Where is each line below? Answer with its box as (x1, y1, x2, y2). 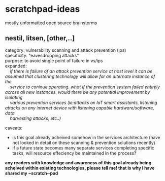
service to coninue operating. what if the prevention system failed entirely (9, 84, 160, 90)
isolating (5, 94, 23, 100)
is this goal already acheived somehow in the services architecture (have (12, 134, 161, 140)
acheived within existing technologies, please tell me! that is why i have (5, 165, 155, 171)
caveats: (5, 125, 23, 131)
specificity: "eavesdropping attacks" (5, 52, 79, 58)
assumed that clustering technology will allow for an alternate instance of (5, 73, 155, 79)
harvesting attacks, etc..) (9, 115, 61, 121)
